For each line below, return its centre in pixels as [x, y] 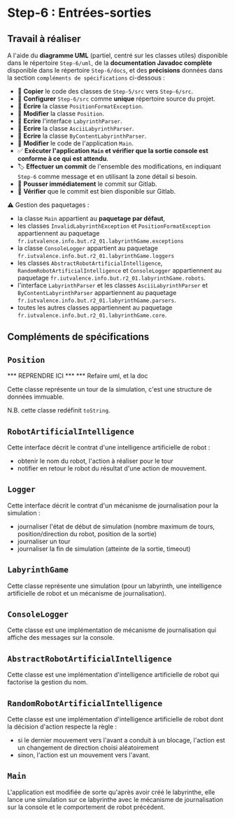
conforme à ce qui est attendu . [63, 158]
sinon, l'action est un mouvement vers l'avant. [84, 755]
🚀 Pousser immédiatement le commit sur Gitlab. [87, 184]
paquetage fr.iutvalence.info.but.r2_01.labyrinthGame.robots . [112, 278]
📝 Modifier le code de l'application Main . [76, 143]
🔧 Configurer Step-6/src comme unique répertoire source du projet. [116, 99]
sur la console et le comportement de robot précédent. [86, 807]
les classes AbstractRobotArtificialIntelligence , [90, 263]
